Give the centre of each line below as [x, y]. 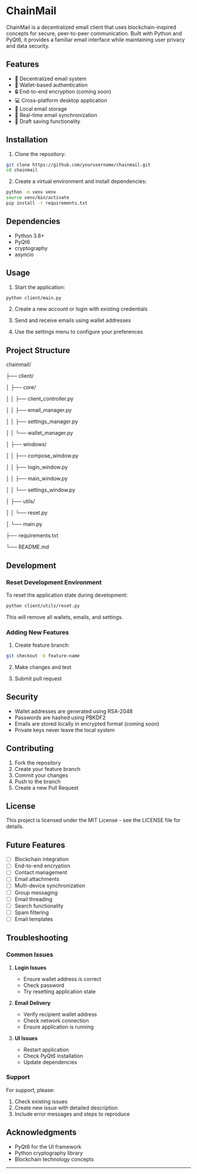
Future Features [36, 845]
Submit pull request [38, 679]
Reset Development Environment [54, 582]
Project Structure [38, 350]
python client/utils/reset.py [43, 606]
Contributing [30, 749]
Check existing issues [41, 1101]
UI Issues [26, 1038]
